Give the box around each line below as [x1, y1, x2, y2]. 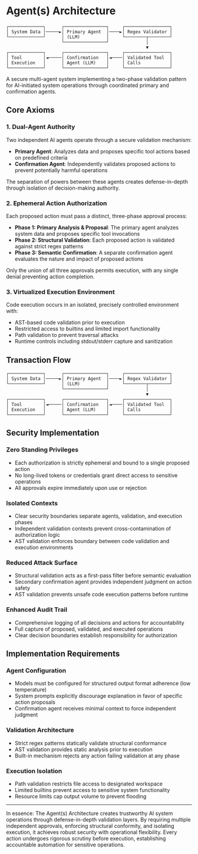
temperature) [14, 686, 47, 693]
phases [14, 519, 33, 526]
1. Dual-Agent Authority [6, 123, 75, 131]
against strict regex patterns [14, 242, 84, 249]
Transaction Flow [6, 355, 71, 365]
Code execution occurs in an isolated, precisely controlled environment [6, 301, 179, 309]
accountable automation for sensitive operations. [6, 841, 126, 848]
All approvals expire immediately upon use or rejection [14, 484, 147, 491]
